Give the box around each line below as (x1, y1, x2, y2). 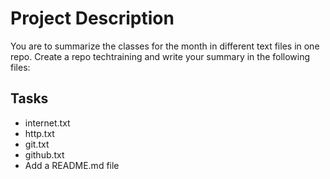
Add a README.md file (24, 159, 120, 171)
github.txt (24, 148, 65, 161)
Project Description (10, 7, 175, 30)
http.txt (24, 127, 55, 139)
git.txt (24, 138, 50, 150)
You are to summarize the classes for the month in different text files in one (10, 40, 320, 52)
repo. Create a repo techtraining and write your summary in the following (10, 50, 311, 62)
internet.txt (24, 117, 71, 129)
